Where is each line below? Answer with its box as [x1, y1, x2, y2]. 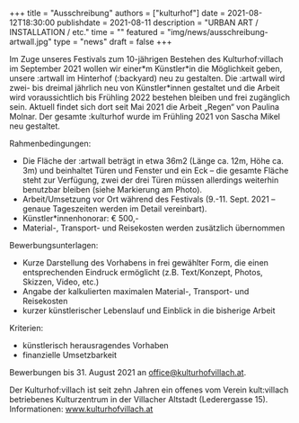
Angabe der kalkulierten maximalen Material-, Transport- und [22, 286, 250, 296]
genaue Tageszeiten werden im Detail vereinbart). [22, 203, 207, 214]
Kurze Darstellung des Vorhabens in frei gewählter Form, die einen [22, 257, 269, 268]
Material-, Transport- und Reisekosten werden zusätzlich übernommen [22, 222, 286, 233]
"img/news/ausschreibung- [167, 27, 268, 37]
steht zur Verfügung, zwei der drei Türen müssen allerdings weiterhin [22, 175, 279, 185]
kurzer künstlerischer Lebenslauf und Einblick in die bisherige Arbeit [22, 305, 276, 316]
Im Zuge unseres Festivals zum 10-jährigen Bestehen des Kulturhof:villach [9, 54, 284, 64]
